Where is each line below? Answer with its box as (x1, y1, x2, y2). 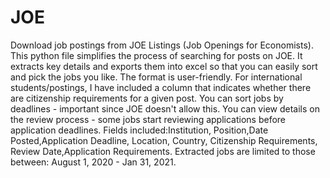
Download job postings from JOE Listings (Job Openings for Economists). (10, 39, 314, 51)
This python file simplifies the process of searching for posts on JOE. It (10, 49, 303, 61)
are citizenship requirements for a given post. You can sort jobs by (10, 92, 284, 104)
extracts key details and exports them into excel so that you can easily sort (10, 60, 318, 72)
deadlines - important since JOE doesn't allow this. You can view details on (10, 102, 320, 115)
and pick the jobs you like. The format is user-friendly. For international (10, 71, 303, 83)
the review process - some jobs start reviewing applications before (10, 113, 287, 125)
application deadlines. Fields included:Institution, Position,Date (10, 124, 269, 136)
